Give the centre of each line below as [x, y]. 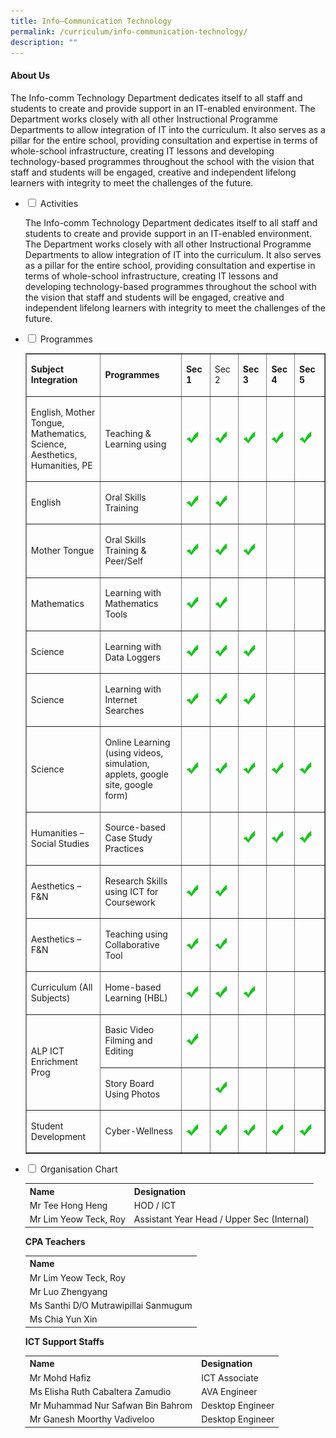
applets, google [136, 774]
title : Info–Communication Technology [91, 21]
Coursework [130, 902]
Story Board [129, 1083]
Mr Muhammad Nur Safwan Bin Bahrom [111, 1406]
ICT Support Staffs [64, 1341]
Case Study [128, 838]
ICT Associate [230, 1377]
